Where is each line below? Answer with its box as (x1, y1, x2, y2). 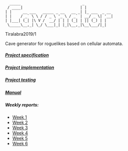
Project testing (5, 77, 36, 83)
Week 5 (12, 135, 28, 142)
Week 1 (12, 114, 27, 120)
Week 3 (12, 125, 28, 131)
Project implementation (5, 64, 55, 70)
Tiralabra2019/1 (5, 31, 37, 37)
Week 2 (12, 120, 28, 126)
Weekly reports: (5, 102, 39, 108)
